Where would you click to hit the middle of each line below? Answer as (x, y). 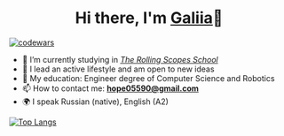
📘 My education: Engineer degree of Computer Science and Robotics (148, 78)
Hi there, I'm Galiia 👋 (149, 18)
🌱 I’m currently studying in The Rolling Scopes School (120, 59)
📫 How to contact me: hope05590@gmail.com (110, 88)
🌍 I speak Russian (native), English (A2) (95, 102)
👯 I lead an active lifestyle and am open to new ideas (118, 69)
